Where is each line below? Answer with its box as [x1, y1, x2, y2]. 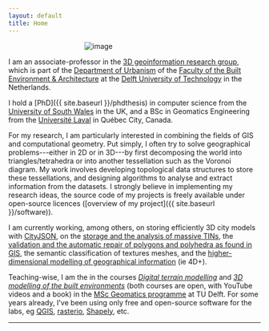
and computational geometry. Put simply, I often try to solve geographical [8, 139, 251, 148]
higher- [207, 248, 232, 257]
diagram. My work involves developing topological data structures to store [8, 164, 254, 174]
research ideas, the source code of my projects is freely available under [8, 190, 246, 200]
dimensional [8, 256, 49, 266]
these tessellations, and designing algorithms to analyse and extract [8, 173, 233, 183]
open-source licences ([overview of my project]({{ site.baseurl [8, 198, 215, 208]
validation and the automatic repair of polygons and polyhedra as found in [8, 240, 252, 249]
